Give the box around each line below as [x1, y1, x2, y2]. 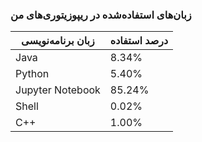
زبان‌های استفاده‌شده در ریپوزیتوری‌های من [10, 8, 192, 22]
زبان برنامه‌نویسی [21, 34, 95, 48]
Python [15, 67, 50, 81]
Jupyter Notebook [15, 83, 101, 97]
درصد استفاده [109, 34, 169, 48]
